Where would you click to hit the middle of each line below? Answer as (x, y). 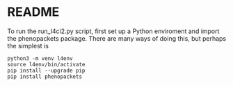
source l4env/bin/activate (46, 64)
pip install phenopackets (45, 77)
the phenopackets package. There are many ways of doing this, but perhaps (117, 38)
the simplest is (28, 46)
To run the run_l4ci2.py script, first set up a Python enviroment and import (113, 31)
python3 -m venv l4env (40, 58)
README (33, 12)
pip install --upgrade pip (46, 70)
